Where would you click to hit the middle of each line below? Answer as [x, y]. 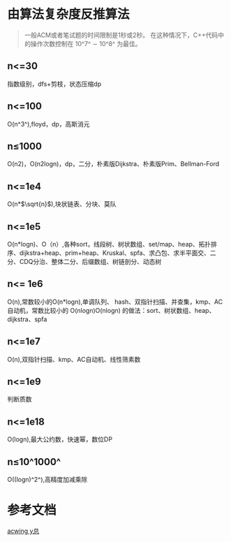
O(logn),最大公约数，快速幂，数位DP [60, 439]
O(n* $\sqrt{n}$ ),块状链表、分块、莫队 [62, 204]
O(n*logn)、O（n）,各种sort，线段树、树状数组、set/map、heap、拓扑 [109, 244]
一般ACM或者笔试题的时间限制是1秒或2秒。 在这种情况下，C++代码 [121, 35]
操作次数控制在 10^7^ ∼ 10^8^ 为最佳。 [86, 43]
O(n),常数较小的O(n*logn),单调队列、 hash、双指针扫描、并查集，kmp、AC [115, 302]
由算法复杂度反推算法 [69, 14]
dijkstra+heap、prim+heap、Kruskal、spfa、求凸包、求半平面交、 [115, 253]
